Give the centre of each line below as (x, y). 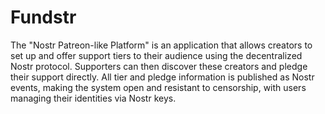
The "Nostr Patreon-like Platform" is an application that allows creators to (161, 45)
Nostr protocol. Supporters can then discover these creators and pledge (159, 66)
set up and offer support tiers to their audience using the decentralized (156, 55)
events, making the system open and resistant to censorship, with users (158, 87)
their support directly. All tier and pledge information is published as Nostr (162, 77)
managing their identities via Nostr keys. (93, 98)
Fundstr (43, 17)
